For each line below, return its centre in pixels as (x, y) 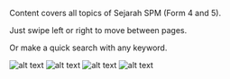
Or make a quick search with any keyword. (88, 48)
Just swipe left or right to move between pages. (98, 30)
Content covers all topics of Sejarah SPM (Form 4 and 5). (115, 13)
